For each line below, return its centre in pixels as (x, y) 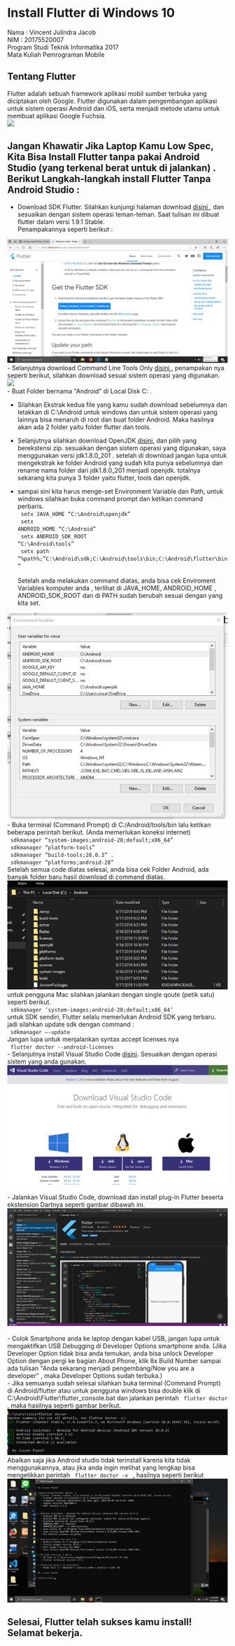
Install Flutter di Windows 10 (91, 13)
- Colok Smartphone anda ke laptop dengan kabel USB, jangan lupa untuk (114, 1339)
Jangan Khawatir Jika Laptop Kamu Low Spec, (111, 146)
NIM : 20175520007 (36, 39)
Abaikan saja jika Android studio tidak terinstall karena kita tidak (99, 1460)
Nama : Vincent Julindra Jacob (52, 32)
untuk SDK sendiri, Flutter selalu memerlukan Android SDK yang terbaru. (112, 1017)
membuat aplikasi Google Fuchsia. (57, 116)
